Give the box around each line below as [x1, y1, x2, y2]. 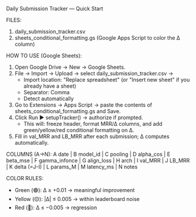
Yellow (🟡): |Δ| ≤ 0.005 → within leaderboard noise [14, 196, 140, 202]
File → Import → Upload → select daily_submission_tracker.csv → [14, 70, 174, 76]
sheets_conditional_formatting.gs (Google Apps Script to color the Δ [14, 34, 181, 41]
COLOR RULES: [6, 175, 44, 181]
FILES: [6, 17, 22, 23]
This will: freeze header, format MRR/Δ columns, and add [23, 120, 162, 127]
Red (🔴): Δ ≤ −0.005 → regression [14, 204, 97, 211]
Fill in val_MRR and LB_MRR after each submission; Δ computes [14, 133, 170, 140]
